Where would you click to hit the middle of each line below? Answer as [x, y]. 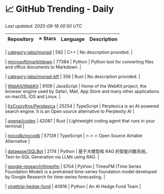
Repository [21, 39]
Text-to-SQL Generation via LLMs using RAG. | [52, 157]
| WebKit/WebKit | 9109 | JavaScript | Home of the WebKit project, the [76, 86]
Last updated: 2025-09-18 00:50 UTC [44, 26]
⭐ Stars [47, 38]
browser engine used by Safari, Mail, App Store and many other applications [82, 91]
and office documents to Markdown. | [43, 67]
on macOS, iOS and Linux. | [33, 97]
